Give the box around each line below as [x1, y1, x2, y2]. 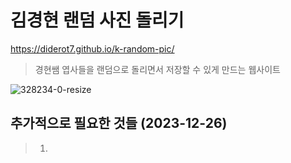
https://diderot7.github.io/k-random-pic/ [10, 42, 175, 55]
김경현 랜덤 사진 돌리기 [10, 9, 185, 32]
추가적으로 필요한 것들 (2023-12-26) [10, 115, 228, 132]
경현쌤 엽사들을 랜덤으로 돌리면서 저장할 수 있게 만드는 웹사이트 [34, 63, 281, 75]
